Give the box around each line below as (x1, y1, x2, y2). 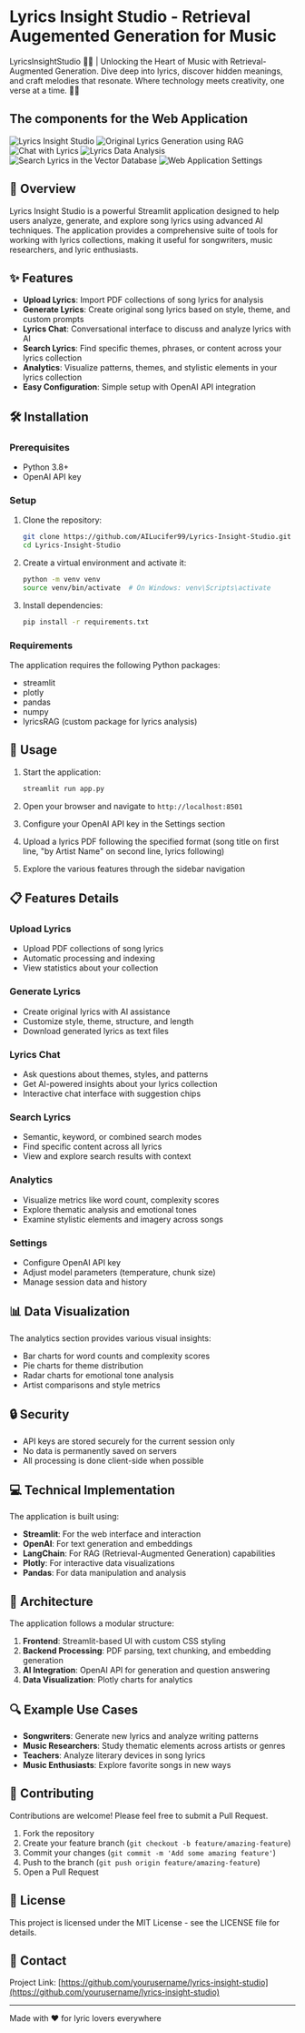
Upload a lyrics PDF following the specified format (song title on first (22, 836, 280, 847)
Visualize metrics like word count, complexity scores (22, 1194, 220, 1205)
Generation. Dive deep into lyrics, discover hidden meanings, (54, 66, 283, 76)
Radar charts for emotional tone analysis (22, 1369, 174, 1380)
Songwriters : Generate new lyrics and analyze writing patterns (22, 1730, 259, 1741)
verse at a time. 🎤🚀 (9, 85, 80, 96)
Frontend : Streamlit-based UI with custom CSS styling (22, 1636, 226, 1647)
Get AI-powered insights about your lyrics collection (22, 1079, 218, 1089)
